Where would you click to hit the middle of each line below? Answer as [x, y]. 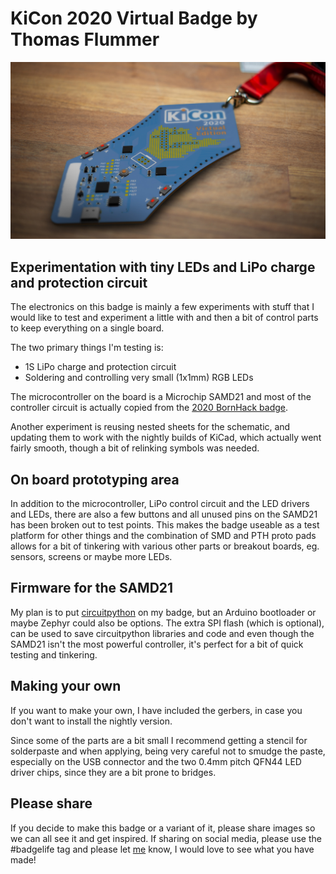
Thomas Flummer [85, 39]
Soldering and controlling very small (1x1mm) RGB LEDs [139, 378]
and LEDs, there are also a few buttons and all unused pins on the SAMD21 [164, 514]
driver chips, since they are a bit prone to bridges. [113, 772]
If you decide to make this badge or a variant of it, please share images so [163, 828]
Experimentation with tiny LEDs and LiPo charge [163, 267]
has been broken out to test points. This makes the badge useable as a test [165, 525]
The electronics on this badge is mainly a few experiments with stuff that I [162, 307]
